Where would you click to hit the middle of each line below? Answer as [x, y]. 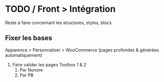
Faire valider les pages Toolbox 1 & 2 [49, 64]
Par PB [26, 75]
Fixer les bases [29, 38]
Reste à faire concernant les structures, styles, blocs [58, 23]
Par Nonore [31, 70]
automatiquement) [24, 55]
